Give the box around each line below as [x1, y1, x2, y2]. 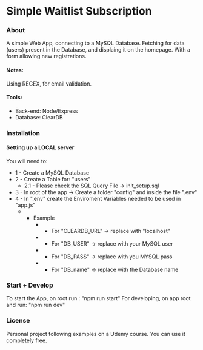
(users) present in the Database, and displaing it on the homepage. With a [6, 46, 191, 53]
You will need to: [6, 158, 48, 165]
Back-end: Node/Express [15, 107, 78, 115]
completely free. [6, 337, 47, 344]
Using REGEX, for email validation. [6, 80, 92, 87]
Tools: [6, 94, 22, 101]
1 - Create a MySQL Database [15, 169, 90, 177]
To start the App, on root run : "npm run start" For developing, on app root [6, 295, 191, 302]
